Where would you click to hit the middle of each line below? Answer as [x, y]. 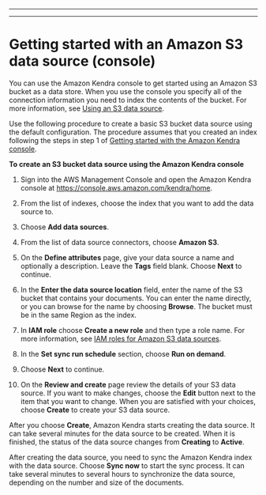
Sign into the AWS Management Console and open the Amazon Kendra [136, 179]
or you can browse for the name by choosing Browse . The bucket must [136, 306]
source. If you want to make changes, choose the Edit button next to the [138, 393]
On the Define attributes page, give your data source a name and [127, 257]
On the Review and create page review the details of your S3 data [128, 384]
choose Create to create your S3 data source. [95, 410]
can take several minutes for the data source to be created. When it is [122, 433]
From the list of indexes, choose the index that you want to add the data [137, 203]
